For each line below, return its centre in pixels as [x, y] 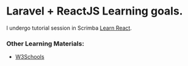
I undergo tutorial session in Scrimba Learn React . [69, 28]
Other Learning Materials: [45, 44]
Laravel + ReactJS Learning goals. [95, 11]
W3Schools [30, 57]
